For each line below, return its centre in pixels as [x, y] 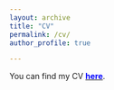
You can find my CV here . [57, 76]
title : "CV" [32, 26]
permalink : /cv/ [40, 34]
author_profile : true [50, 43]
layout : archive [40, 18]
